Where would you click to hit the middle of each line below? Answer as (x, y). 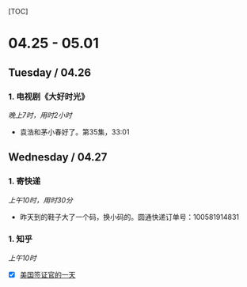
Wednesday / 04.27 (58, 157)
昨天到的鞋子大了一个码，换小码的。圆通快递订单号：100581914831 (129, 217)
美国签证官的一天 (47, 274)
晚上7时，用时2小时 (40, 115)
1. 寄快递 (25, 181)
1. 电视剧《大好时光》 (49, 96)
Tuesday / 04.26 (50, 72)
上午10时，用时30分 (40, 200)
